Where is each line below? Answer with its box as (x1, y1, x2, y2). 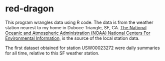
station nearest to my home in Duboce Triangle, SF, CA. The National (5, 24, 146, 30)
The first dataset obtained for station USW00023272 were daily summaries (5, 45, 160, 51)
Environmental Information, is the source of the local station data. (5, 35, 140, 41)
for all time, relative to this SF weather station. (5, 50, 100, 56)
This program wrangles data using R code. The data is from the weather (5, 19, 153, 25)
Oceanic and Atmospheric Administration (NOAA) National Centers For (5, 30, 151, 36)
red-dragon (5, 3, 54, 14)
